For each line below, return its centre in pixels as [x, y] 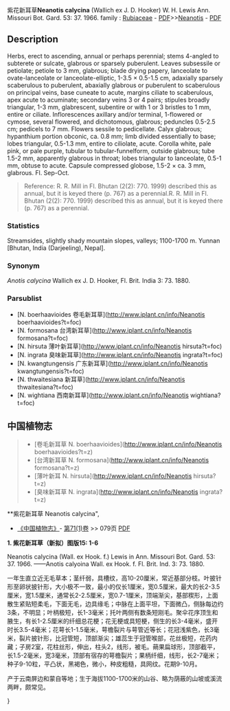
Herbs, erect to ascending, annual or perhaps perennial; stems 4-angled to [113, 56]
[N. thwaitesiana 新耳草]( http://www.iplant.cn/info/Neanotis [101, 379]
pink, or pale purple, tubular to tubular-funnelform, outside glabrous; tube [111, 150]
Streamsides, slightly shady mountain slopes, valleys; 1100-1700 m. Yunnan [114, 241]
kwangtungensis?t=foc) [50, 371]
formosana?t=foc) [43, 338]
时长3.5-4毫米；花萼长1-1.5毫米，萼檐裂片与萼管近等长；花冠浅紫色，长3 [111, 629]
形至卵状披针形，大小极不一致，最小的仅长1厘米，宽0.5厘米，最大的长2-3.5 [114, 587]
